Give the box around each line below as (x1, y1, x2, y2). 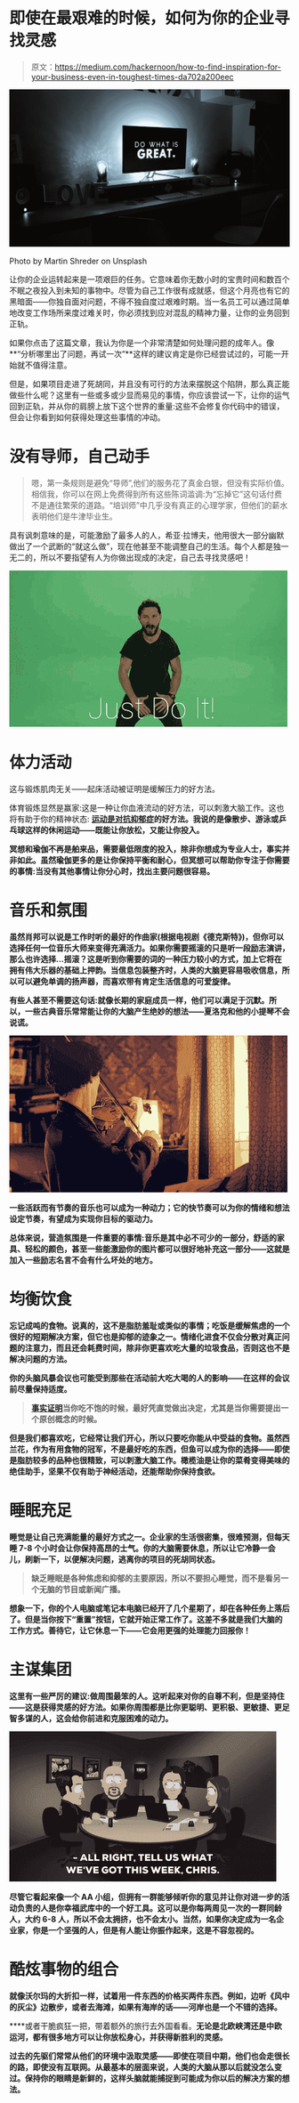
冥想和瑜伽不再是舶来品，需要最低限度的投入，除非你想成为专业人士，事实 (9, 843, 282, 854)
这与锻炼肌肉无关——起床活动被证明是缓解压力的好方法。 (9, 783, 220, 794)
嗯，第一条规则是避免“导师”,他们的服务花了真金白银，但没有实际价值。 (30, 477, 289, 488)
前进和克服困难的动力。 (86, 1712, 174, 1723)
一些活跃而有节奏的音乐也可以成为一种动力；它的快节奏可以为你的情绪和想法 (9, 1202, 290, 1213)
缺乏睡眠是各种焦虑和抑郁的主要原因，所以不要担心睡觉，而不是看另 (30, 1573, 281, 1583)
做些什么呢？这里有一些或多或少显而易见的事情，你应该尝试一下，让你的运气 (9, 389, 290, 400)
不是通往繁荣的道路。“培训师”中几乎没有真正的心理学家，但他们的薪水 (30, 499, 288, 510)
